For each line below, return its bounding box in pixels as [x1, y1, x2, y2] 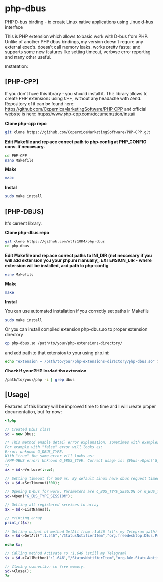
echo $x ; [5, 542, 23, 547]
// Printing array [5, 516, 42, 520]
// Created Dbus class [5, 427, 51, 432]
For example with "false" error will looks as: [5, 445, 103, 450]
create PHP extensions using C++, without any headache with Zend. [5, 96, 142, 101]
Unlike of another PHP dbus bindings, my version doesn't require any [5, 38, 143, 44]
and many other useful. [5, 54, 51, 60]
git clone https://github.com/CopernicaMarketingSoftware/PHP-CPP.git [5, 129, 151, 135]
